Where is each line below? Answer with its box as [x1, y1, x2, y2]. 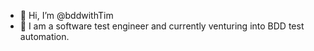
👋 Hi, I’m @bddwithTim [19, 10, 114, 21]
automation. [19, 31, 70, 42]
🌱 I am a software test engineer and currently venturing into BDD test [19, 20, 305, 32]
